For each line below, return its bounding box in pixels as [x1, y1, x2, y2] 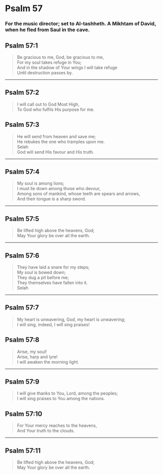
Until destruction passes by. [16, 70, 73, 75]
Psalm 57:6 [5, 251, 40, 260]
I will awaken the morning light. [16, 359, 79, 365]
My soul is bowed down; [16, 269, 66, 275]
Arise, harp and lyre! [16, 353, 58, 360]
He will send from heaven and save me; [16, 133, 96, 139]
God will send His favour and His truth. [16, 149, 95, 155]
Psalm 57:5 [5, 214, 40, 223]
